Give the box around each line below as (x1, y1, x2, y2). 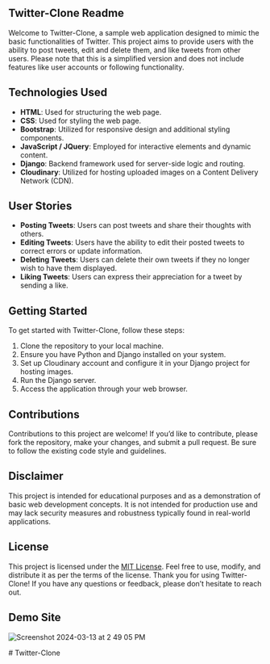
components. (19, 132, 64, 142)
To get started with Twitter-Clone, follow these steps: (8, 326, 185, 335)
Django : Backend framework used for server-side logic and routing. (19, 158, 246, 168)
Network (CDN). (19, 175, 74, 185)
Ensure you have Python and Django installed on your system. (19, 350, 226, 359)
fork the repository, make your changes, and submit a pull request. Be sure (8, 438, 257, 448)
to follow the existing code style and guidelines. (8, 446, 167, 456)
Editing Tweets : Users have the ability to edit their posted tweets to (19, 237, 245, 247)
